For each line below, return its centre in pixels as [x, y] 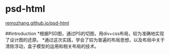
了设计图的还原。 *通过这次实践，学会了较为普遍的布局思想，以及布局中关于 [85, 40]
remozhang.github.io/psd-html [37, 23]
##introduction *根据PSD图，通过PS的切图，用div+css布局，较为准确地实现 [85, 33]
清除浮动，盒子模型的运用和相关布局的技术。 [52, 46]
